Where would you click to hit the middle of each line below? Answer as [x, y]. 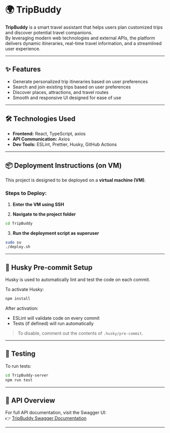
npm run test [19, 380]
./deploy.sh [18, 247]
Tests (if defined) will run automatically [53, 323]
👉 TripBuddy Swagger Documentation [46, 418]
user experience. [23, 49]
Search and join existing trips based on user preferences [72, 87]
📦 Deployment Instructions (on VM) [63, 165]
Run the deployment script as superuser [56, 233]
